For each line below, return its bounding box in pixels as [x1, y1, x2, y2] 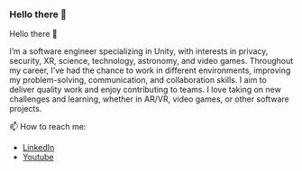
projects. [9, 103, 42, 114]
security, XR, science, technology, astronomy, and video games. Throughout [9, 56, 294, 67]
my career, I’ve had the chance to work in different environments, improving [9, 65, 291, 76]
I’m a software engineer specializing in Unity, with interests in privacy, [9, 46, 269, 57]
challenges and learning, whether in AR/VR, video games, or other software [9, 94, 290, 104]
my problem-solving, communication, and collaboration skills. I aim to [9, 75, 268, 85]
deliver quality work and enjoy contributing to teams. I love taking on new [9, 85, 281, 95]
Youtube [22, 152, 54, 163]
